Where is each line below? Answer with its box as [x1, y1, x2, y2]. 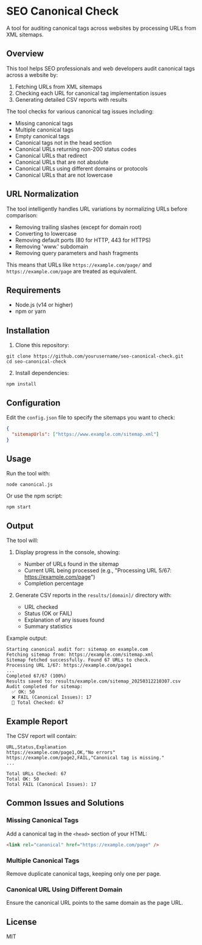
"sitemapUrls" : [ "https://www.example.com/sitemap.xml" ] [12, 431, 159, 437]
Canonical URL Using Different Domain [6, 885, 123, 893]
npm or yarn [15, 307, 46, 315]
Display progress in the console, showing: [15, 549, 120, 556]
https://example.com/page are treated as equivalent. [6, 267, 138, 275]
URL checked [24, 603, 58, 611]
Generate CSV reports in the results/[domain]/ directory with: [15, 592, 172, 599]
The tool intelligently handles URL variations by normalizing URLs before [6, 205, 187, 213]
